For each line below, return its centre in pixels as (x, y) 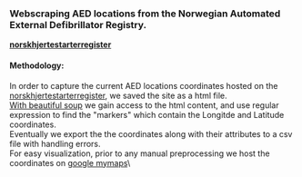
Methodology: (37, 65)
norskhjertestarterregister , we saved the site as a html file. (118, 95)
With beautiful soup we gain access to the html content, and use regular (144, 105)
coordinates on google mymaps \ (70, 162)
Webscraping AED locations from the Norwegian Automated (145, 14)
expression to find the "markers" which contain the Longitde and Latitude (147, 114)
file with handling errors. (55, 143)
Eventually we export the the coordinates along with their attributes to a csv (151, 133)
